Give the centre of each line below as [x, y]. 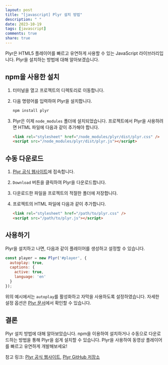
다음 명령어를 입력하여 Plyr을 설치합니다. [52, 101]
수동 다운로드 [24, 158]
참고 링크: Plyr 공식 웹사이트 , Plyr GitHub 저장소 [52, 357]
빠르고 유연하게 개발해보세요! [39, 346]
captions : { [22, 267]
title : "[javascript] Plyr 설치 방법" [44, 15]
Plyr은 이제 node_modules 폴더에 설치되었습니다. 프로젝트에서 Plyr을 [79, 121]
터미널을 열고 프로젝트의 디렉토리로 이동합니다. [59, 90]
